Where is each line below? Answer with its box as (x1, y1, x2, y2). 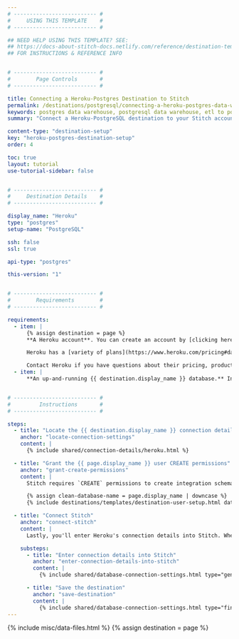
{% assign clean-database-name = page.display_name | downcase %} (26, 493, 228, 500)
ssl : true (7, 245, 37, 252)
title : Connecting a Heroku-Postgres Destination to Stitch (7, 95, 190, 102)
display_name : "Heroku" (7, 213, 78, 220)
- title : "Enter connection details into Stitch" (26, 551, 176, 558)
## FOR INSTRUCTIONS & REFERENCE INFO (7, 50, 122, 57)
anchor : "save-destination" (33, 591, 116, 598)
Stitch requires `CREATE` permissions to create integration (26, 479, 212, 487)
